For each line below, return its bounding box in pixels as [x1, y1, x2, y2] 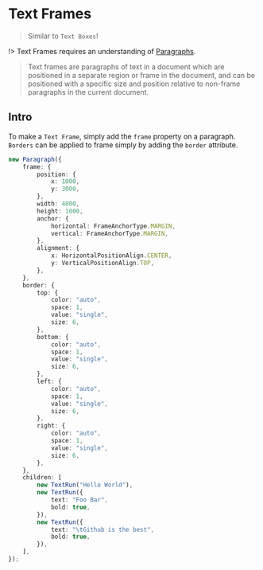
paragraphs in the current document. [27, 87, 149, 96]
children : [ [22, 474, 62, 482]
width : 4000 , [37, 200, 80, 208]
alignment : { [37, 244, 80, 252]
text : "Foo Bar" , [50, 496, 109, 504]
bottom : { [37, 333, 69, 341]
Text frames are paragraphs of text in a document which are [27, 61, 225, 72]
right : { [37, 422, 66, 430]
